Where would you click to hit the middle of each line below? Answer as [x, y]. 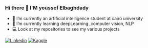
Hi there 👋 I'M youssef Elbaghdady [47, 8]
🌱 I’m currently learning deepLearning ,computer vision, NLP [73, 24]
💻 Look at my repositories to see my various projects [66, 29]
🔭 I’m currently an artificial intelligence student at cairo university [77, 19]
